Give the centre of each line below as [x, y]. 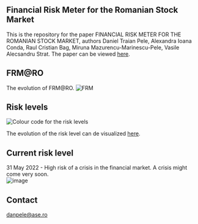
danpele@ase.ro [27, 215]
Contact [22, 200]
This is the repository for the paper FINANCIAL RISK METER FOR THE [94, 34]
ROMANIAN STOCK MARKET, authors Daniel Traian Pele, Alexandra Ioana [99, 41]
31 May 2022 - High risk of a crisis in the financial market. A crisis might [97, 168]
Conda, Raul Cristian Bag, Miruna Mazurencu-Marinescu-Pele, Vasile [93, 47]
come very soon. [28, 174]
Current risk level [40, 153]
